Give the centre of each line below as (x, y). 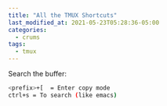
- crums (28, 37)
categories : (27, 30)
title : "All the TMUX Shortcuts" (63, 15)
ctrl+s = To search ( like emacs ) (63, 95)
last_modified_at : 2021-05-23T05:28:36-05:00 (83, 23)
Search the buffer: (38, 74)
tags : (17, 44)
